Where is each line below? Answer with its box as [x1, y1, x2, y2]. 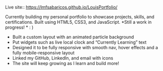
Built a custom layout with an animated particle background [12, 34, 134, 40]
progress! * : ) [5, 24, 34, 30]
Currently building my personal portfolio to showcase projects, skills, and [5, 14, 155, 19]
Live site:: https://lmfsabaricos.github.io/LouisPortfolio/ [5, 4, 118, 10]
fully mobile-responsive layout [12, 50, 75, 56]
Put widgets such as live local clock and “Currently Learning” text [12, 39, 147, 45]
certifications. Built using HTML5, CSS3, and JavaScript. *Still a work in [5, 19, 152, 25]
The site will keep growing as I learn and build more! [12, 61, 119, 66]
